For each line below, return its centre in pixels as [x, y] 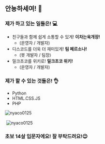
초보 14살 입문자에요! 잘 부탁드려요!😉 [46, 136]
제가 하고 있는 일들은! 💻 [31, 24]
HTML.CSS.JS [26, 98]
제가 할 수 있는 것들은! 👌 [32, 80]
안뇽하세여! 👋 [24, 9]
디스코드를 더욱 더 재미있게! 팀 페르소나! [49, 49]
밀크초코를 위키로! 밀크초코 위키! [43, 61]
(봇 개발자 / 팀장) [35, 55]
